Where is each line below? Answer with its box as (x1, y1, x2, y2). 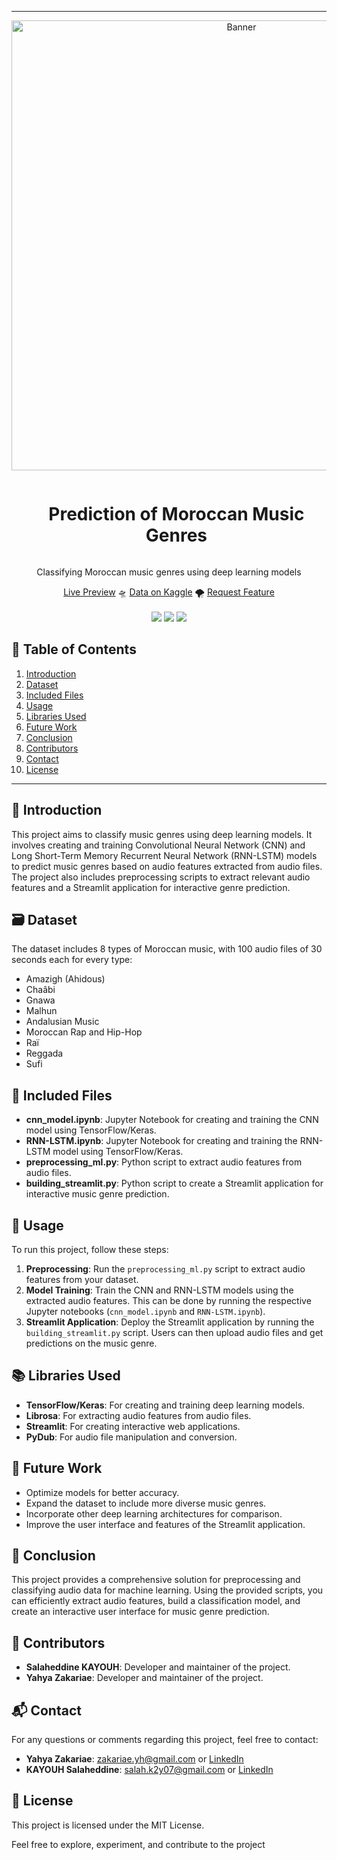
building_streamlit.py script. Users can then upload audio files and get (25, 1327, 324, 1338)
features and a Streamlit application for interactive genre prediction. (11, 881, 291, 893)
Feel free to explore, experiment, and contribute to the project (11, 1838, 266, 1850)
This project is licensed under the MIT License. (11, 1819, 205, 1831)
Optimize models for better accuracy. (25, 1486, 180, 1498)
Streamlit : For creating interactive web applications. (25, 1420, 241, 1432)
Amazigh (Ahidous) (25, 973, 106, 985)
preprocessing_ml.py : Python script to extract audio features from (25, 1156, 303, 1168)
